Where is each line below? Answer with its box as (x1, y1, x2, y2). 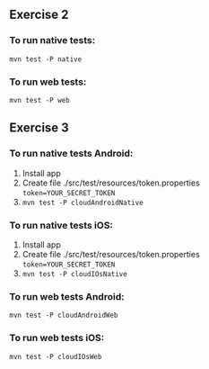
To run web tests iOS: (9, 332, 105, 345)
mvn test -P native (9, 54, 83, 64)
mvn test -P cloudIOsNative (22, 269, 127, 278)
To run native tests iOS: (9, 219, 114, 231)
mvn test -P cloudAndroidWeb (9, 310, 118, 320)
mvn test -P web (9, 95, 70, 104)
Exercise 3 (9, 121, 69, 136)
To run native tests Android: (9, 148, 134, 160)
